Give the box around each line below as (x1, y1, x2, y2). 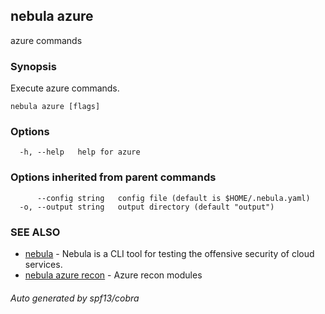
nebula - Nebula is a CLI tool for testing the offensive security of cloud (24, 248, 315, 259)
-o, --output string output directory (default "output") (19, 202, 275, 212)
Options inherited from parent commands (10, 170, 217, 184)
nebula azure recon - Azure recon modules (24, 269, 203, 281)
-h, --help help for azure (19, 147, 141, 158)
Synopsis (10, 59, 57, 73)
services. (24, 259, 63, 270)
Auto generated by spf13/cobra (10, 292, 140, 304)
